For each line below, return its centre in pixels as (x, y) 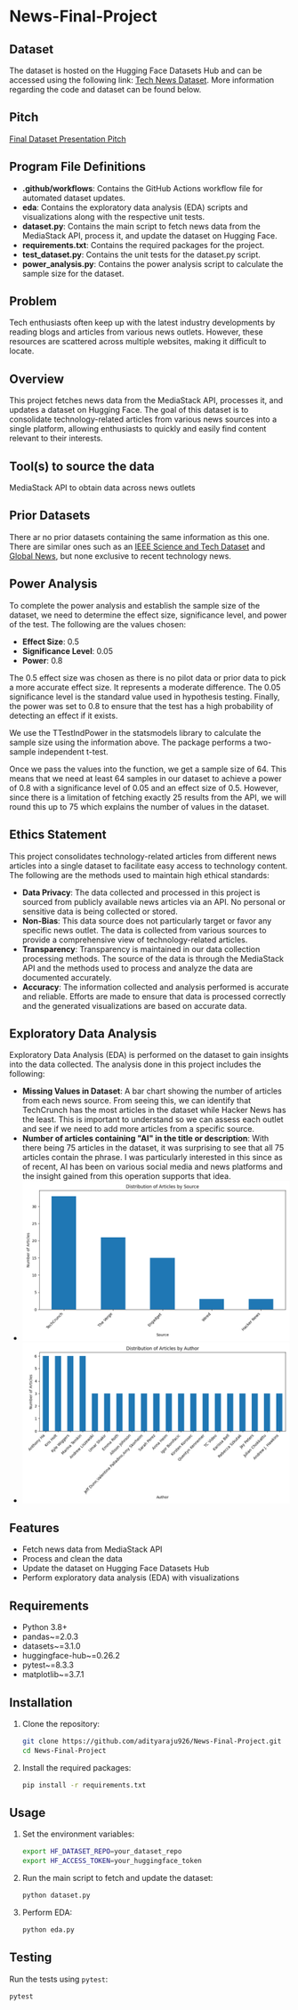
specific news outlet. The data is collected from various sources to (144, 930)
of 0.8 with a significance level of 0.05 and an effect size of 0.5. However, (144, 787)
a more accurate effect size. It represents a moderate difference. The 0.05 (145, 687)
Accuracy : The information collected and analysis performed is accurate (155, 987)
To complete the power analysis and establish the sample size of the (135, 605)
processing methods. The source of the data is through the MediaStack (153, 958)
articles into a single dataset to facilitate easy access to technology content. (149, 866)
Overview (37, 379)
